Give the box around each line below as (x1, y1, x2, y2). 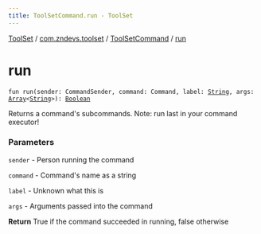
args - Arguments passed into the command (8, 201, 154, 211)
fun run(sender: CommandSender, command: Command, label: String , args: (8, 88, 255, 96)
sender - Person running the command (8, 154, 134, 164)
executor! (8, 117, 40, 127)
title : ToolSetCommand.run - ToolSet (8, 11, 134, 20)
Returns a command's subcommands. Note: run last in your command (8, 108, 238, 118)
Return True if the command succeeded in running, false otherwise (8, 216, 229, 226)
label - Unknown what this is (8, 185, 104, 195)
